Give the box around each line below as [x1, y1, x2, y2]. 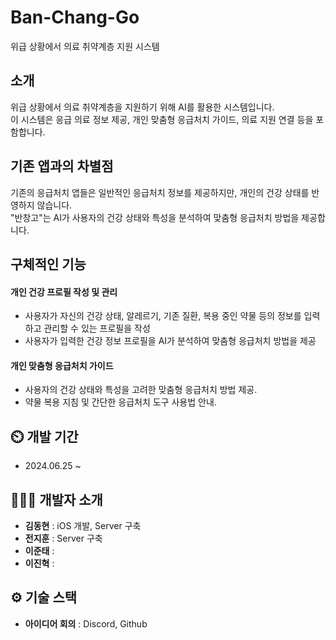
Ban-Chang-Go [10, 6, 140, 29]
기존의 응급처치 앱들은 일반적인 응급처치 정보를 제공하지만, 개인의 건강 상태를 [10, 186, 310, 198]
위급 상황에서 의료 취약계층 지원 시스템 [10, 40, 160, 52]
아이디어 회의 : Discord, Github [24, 617, 148, 630]
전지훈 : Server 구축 [24, 532, 103, 544]
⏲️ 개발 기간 [10, 428, 79, 445]
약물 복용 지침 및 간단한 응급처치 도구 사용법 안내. [24, 396, 217, 408]
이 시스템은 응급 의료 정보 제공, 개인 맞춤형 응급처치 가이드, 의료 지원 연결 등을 [10, 113, 314, 125]
